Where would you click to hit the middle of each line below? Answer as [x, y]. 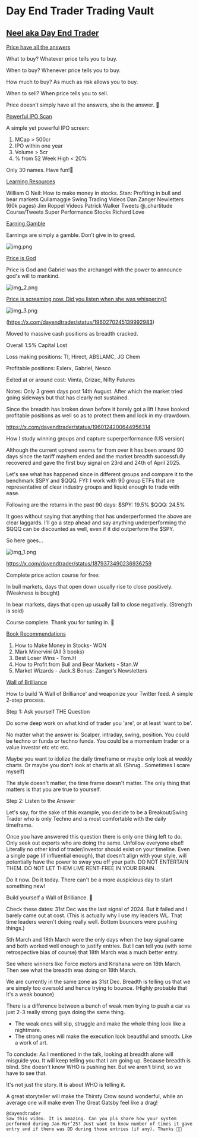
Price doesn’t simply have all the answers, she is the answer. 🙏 [83, 105]
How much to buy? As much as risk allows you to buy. [72, 82]
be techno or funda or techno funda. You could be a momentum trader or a [98, 741]
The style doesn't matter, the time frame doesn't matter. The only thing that [98, 783]
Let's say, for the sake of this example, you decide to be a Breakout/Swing [97, 812]
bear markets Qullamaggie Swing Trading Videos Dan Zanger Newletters [95, 199]
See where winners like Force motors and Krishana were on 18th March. [94, 964]
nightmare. [28, 1030]
